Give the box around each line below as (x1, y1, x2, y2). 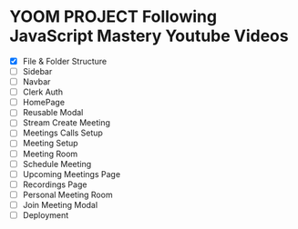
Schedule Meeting (22, 158, 92, 169)
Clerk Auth (22, 86, 64, 97)
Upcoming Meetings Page (22, 168, 121, 179)
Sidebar (22, 66, 53, 76)
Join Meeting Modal (22, 199, 98, 210)
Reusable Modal (22, 107, 84, 118)
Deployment (22, 209, 69, 220)
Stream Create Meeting (22, 117, 111, 128)
